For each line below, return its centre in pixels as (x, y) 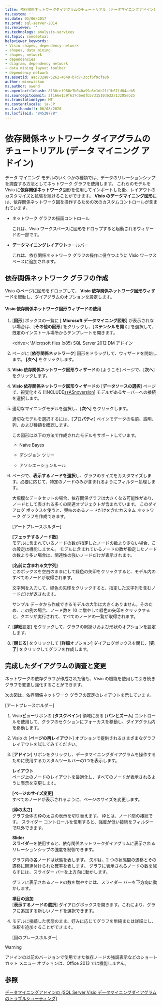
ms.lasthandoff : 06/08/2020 (33, 109)
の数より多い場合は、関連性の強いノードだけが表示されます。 (73, 555)
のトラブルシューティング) (31, 999)
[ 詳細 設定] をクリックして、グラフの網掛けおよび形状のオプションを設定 (84, 626)
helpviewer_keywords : (27, 41)
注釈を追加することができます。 (44, 927)
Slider (18, 838)
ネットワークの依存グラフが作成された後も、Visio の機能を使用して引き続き (80, 678)
